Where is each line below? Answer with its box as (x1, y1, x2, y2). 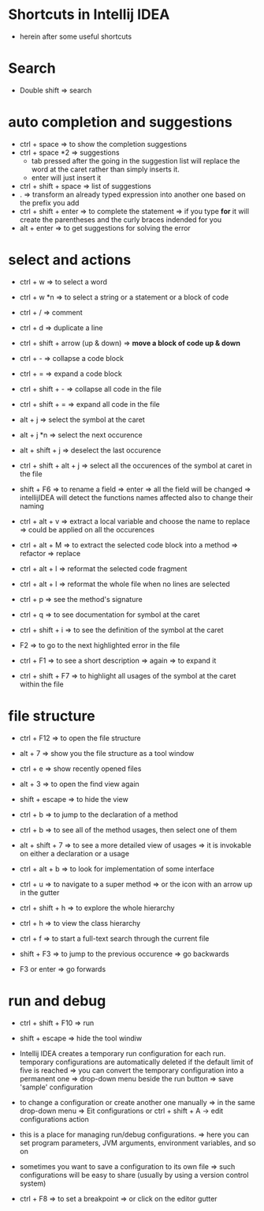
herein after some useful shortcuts (19, 32, 132, 41)
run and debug (8, 991, 106, 1010)
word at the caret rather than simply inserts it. (31, 164, 180, 174)
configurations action (19, 1114, 89, 1123)
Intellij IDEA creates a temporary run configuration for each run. (19, 1048, 226, 1058)
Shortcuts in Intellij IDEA (8, 6, 170, 24)
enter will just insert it (31, 172, 102, 182)
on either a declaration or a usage (19, 848, 130, 858)
